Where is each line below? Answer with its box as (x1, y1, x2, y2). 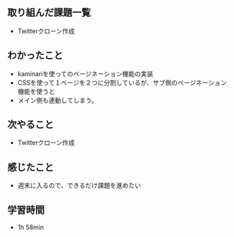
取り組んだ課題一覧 (7, 6, 91, 19)
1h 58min (17, 223, 44, 231)
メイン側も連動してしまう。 (17, 96, 98, 104)
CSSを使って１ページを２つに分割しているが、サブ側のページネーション (17, 78, 227, 87)
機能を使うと (17, 87, 55, 95)
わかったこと (7, 49, 63, 61)
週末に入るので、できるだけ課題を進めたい (17, 181, 141, 190)
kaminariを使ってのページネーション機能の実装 (17, 69, 154, 78)
